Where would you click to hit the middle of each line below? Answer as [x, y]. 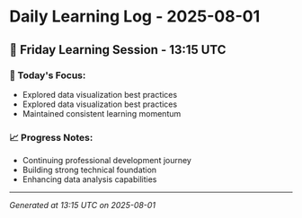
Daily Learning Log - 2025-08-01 [135, 17]
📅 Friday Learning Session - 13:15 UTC [118, 50]
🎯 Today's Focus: [48, 75]
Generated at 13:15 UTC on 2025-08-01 [82, 205]
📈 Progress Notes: [51, 137]
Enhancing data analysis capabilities [89, 179]
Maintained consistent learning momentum [102, 113]
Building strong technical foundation [89, 170]
